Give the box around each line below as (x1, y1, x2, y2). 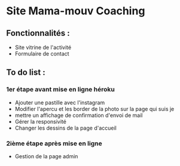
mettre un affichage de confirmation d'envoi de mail (14, 112, 143, 119)
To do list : (6, 67, 46, 78)
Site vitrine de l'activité (14, 44, 72, 51)
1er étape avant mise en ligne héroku (6, 85, 115, 94)
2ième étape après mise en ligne (6, 139, 103, 147)
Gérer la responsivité (14, 118, 67, 125)
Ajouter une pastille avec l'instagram (14, 99, 105, 106)
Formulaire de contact (14, 50, 70, 57)
